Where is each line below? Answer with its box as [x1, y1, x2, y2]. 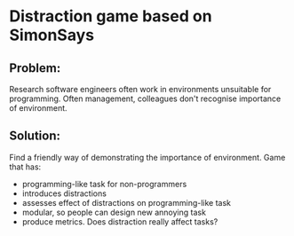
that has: [9, 161, 42, 172]
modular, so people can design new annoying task [21, 207, 207, 217]
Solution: [9, 129, 60, 144]
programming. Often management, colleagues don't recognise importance [9, 93, 282, 104]
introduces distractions [21, 188, 107, 199]
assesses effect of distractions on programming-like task [21, 197, 232, 208]
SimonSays [9, 25, 95, 45]
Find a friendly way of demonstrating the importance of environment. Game [9, 152, 286, 162]
